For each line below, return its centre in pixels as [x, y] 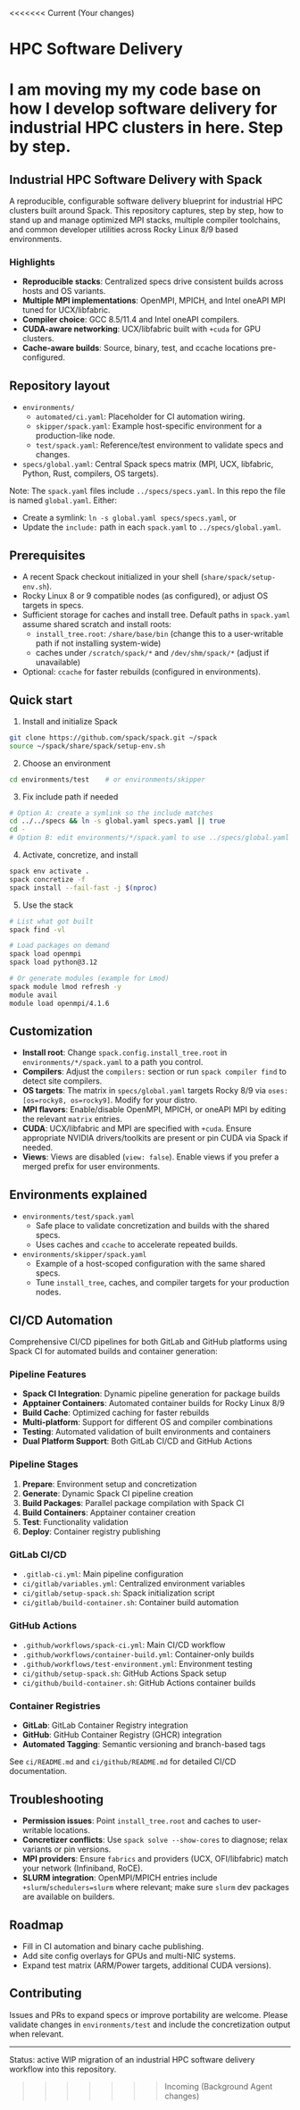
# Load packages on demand [59, 946]
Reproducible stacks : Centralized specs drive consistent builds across [153, 281]
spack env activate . [50, 871]
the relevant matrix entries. [72, 1119]
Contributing [46, 1993]
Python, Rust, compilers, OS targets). [90, 473]
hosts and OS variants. [64, 291]
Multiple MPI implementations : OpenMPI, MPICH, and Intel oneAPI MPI [154, 301]
